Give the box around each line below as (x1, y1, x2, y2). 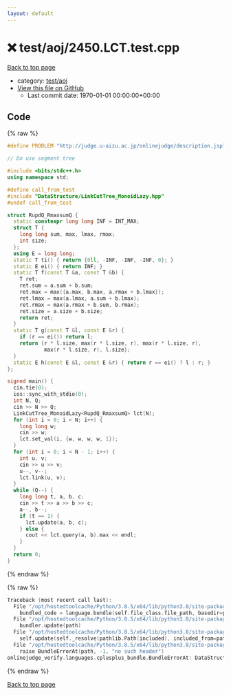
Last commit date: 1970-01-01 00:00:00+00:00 (27, 91, 160, 99)
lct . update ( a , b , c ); (25, 518, 88, 526)
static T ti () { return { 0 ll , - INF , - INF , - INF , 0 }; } (13, 256, 174, 263)
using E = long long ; (13, 250, 76, 257)
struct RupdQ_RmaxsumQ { (7, 212, 78, 219)
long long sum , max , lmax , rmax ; (19, 231, 115, 238)
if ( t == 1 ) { (19, 512, 60, 519)
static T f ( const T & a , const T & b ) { (13, 270, 125, 276)
